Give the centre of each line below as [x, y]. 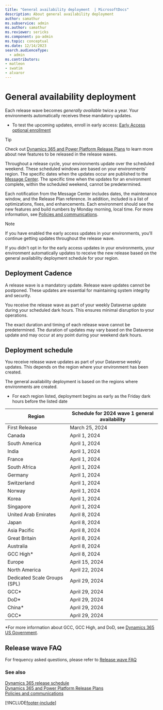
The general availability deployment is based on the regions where [72, 382]
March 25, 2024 [89, 427]
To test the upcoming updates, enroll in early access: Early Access [79, 125]
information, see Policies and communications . [52, 214]
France [15, 459]
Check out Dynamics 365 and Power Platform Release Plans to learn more [79, 149]
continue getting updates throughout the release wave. [60, 238]
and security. [18, 295]
